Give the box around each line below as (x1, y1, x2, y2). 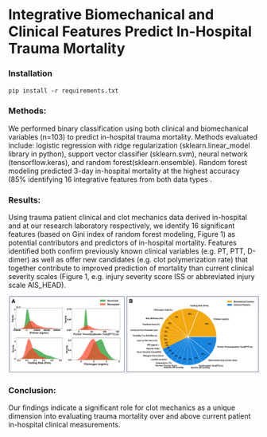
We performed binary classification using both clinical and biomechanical (8, 124, 249, 133)
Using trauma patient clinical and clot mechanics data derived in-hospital (8, 213, 248, 222)
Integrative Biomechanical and (8, 6, 215, 24)
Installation (8, 68, 53, 79)
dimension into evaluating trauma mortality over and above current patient (8, 411, 251, 421)
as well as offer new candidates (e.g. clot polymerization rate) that (31, 255, 249, 265)
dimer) (8, 255, 30, 265)
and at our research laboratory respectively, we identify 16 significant (8, 221, 235, 230)
